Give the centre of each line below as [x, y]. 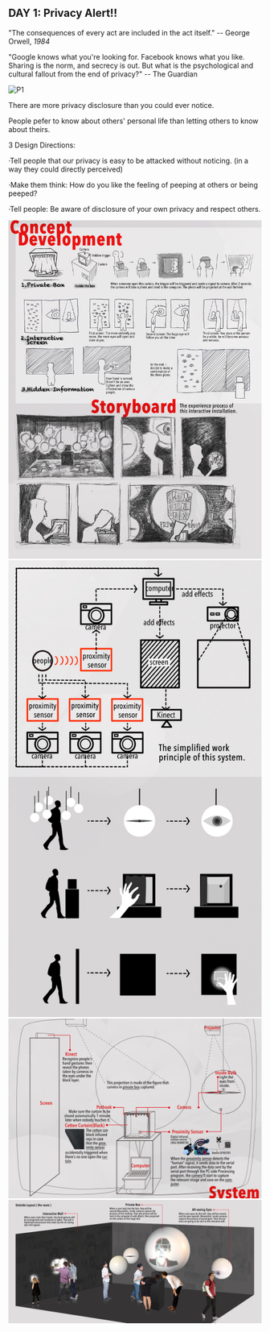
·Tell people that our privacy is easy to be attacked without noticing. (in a [129, 160]
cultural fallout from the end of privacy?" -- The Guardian [103, 74]
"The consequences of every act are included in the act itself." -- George [129, 32]
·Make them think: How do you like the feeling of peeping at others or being [133, 185]
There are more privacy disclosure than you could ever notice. [111, 105]
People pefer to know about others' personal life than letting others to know [133, 121]
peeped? [23, 193]
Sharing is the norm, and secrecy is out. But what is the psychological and [131, 65]
